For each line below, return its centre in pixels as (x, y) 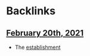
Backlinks (31, 11)
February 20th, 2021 (45, 33)
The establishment (38, 47)
